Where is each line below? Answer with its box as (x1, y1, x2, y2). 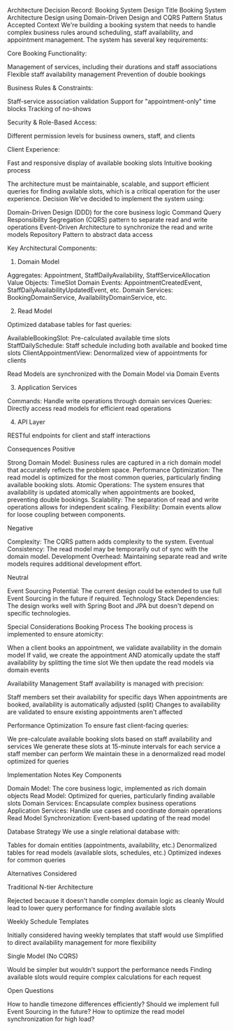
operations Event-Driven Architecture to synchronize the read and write (7, 223, 213, 231)
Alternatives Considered (7, 869, 77, 878)
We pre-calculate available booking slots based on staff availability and (7, 735, 212, 743)
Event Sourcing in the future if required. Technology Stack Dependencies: (7, 594, 220, 602)
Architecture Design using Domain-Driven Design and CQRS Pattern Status (7, 13, 224, 22)
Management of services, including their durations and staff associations (7, 63, 218, 71)
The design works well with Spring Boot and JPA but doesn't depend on (7, 602, 214, 610)
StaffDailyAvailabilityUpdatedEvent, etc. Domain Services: (7, 286, 173, 294)
